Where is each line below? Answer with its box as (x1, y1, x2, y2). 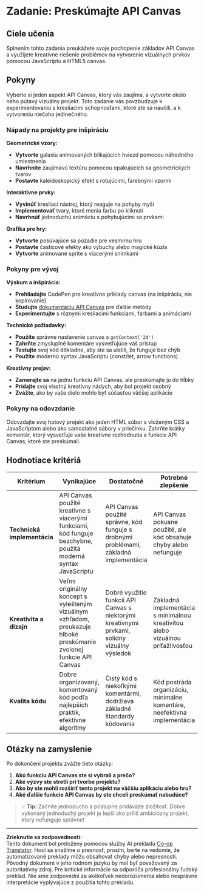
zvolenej (59, 645, 84, 653)
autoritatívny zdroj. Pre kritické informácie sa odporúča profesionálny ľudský (6, 866, 198, 873)
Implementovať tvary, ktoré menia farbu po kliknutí (15, 207, 144, 214)
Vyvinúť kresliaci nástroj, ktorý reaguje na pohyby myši (15, 200, 154, 208)
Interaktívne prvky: (6, 189, 56, 196)
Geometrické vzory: (6, 140, 58, 147)
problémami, (105, 540, 141, 549)
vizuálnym (59, 607, 89, 616)
